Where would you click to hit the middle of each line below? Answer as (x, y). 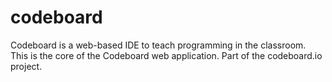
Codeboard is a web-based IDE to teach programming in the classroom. (158, 45)
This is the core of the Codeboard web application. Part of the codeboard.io (166, 55)
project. (26, 66)
